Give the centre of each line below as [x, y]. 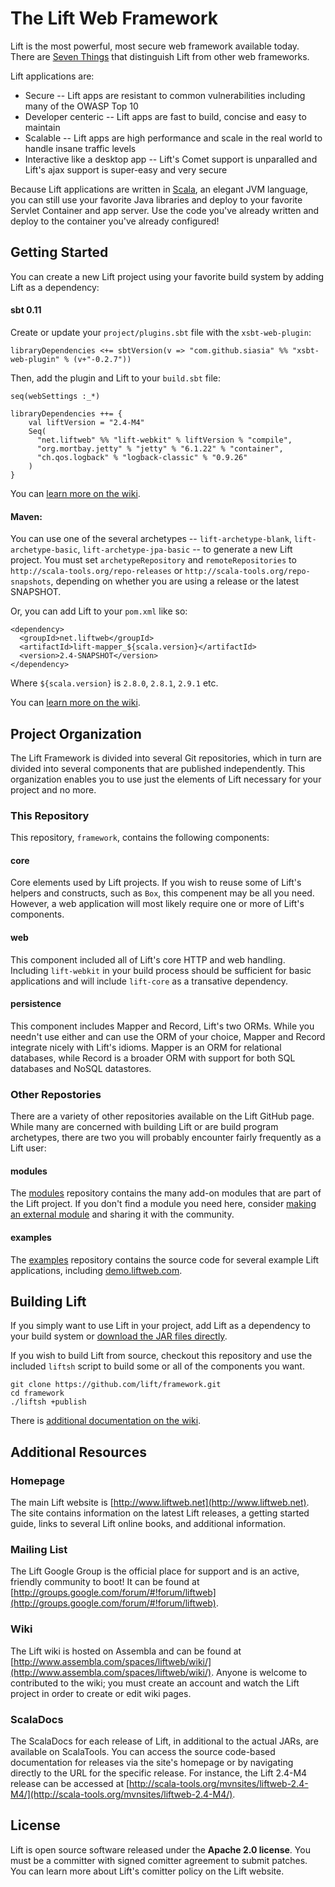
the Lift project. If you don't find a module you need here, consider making [163, 1204]
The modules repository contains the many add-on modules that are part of [166, 1193]
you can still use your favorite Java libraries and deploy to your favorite [156, 199]
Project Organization [76, 733]
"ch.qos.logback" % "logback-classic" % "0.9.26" [142, 457]
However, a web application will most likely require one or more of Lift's [157, 904]
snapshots [31, 582]
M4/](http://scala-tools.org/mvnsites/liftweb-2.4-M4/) [121, 1794]
